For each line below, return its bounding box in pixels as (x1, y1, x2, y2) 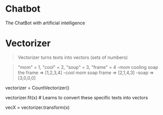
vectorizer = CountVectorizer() (5, 85, 70, 91)
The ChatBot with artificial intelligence (5, 20, 86, 26)
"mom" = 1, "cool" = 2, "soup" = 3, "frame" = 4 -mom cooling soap (17, 64, 158, 70)
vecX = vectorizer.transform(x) (5, 104, 70, 110)
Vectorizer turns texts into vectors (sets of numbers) (17, 54, 128, 60)
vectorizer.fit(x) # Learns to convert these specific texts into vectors (5, 94, 148, 100)
